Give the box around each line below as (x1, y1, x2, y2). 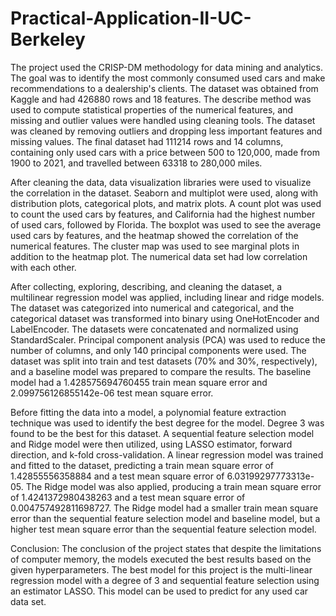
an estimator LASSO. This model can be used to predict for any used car (10, 585, 309, 597)
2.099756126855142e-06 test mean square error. (10, 387, 214, 399)
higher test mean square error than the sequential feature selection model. (10, 523, 317, 535)
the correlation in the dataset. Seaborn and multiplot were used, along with (10, 187, 318, 199)
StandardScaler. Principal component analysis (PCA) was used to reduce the (10, 333, 326, 346)
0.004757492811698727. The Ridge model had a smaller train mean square (10, 502, 319, 514)
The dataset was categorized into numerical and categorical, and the (10, 302, 295, 314)
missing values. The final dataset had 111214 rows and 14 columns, (10, 135, 284, 147)
